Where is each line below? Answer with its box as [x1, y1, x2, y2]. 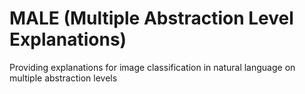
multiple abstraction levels [9, 72, 118, 84]
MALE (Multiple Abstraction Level [9, 7, 294, 30]
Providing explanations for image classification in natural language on [9, 61, 296, 73]
